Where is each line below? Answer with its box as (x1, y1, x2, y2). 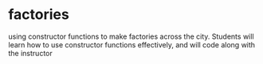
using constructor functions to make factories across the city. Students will (8, 32, 254, 41)
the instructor (8, 48, 53, 58)
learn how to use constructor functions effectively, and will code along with (8, 40, 256, 49)
